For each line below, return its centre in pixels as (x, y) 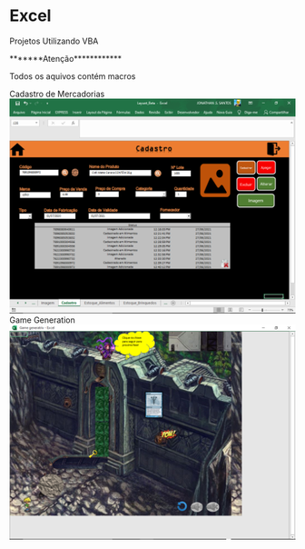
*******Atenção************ (66, 58)
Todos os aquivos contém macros (73, 76)
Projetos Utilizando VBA (54, 41)
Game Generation (42, 320)
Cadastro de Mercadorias (57, 94)
